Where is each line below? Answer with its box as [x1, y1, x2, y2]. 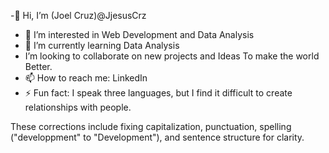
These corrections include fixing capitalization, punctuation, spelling [10, 121, 292, 132]
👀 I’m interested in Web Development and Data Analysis [24, 29, 255, 40]
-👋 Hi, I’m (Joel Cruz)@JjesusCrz [10, 10, 147, 21]
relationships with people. [24, 101, 132, 113]
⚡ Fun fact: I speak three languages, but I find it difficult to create [24, 87, 293, 99]
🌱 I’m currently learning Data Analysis [24, 40, 180, 51]
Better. [24, 61, 53, 72]
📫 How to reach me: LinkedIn [24, 72, 148, 84]
